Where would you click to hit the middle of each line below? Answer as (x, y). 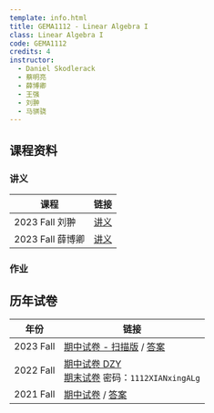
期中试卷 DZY (92, 364)
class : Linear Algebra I (56, 35)
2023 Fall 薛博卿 (49, 239)
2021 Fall (35, 394)
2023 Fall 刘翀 (45, 222)
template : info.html (49, 18)
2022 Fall (35, 370)
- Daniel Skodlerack (56, 69)
